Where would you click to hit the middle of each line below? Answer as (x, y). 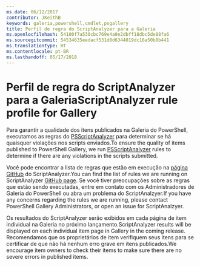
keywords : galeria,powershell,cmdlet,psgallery (68, 23)
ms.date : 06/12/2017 (32, 12)
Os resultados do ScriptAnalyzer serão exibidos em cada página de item (96, 218)
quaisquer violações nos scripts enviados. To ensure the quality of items (96, 143)
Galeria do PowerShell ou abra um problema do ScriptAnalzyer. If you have (99, 193)
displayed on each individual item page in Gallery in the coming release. (96, 231)
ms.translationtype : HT (36, 46)
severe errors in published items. (47, 256)
